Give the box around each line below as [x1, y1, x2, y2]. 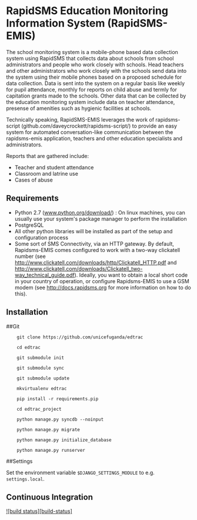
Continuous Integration [6, 492, 93, 502]
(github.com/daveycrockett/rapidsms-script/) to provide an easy [21, 122, 178, 129]
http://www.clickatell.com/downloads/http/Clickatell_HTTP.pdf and [14, 259, 177, 266]
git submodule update [16, 375, 69, 381]
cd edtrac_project [16, 406, 62, 412]
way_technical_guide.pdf [14, 271, 75, 279]
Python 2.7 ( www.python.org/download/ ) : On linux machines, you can [14, 209, 185, 216]
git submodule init [16, 354, 65, 361]
